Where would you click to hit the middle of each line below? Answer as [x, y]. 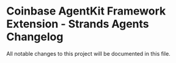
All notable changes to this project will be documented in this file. [89, 53]
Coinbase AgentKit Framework [86, 11]
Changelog [35, 37]
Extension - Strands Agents [78, 24]
